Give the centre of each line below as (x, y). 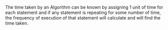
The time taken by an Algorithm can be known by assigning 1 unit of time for (84, 7)
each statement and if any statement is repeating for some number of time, (83, 12)
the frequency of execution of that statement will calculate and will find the (83, 18)
